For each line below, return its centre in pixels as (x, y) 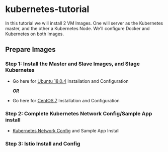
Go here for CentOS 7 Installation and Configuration (66, 100)
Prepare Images (31, 49)
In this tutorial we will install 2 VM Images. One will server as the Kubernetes (84, 23)
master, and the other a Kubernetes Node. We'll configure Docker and (77, 28)
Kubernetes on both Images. (35, 34)
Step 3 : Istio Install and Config (43, 143)
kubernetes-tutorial (47, 9)
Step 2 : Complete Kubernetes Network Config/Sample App (79, 113)
